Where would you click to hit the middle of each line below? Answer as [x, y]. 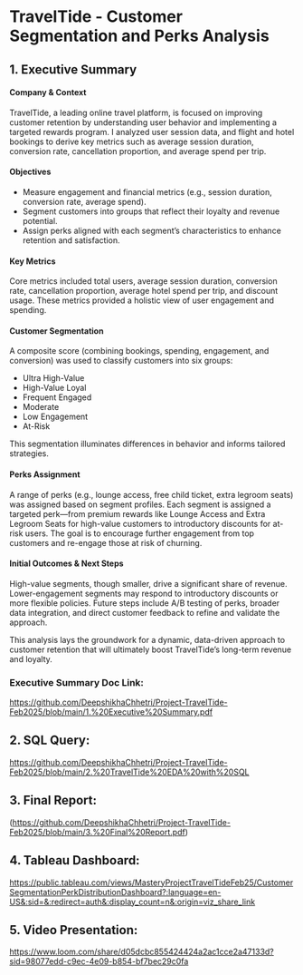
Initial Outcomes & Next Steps [66, 563]
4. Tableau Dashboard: [75, 860]
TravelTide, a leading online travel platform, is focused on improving [136, 112]
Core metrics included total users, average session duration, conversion [143, 281]
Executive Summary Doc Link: [77, 682]
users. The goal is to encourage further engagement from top [140, 533]
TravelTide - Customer [96, 17]
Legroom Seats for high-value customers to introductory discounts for [140, 523]
